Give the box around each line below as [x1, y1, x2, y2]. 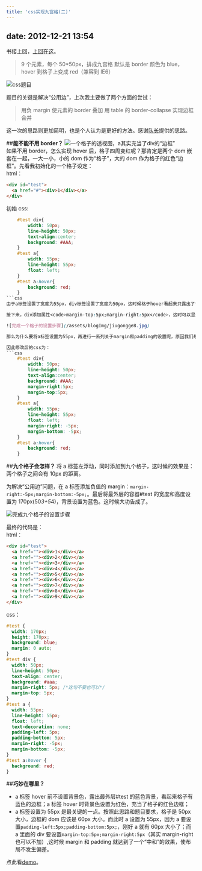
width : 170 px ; [11, 628, 47, 635]
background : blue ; [11, 640, 58, 646]
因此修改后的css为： [6, 344, 50, 350]
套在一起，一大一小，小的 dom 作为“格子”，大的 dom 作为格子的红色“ [6, 155, 179, 162]
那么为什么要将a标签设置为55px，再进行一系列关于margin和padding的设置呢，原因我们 [6, 333, 194, 339]
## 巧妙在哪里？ [6, 780, 45, 787]
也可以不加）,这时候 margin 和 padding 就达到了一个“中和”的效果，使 [14, 838, 186, 846]
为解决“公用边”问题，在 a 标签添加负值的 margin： [6, 483, 130, 490]
